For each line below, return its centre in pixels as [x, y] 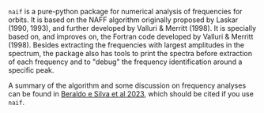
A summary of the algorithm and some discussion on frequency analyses [127, 85]
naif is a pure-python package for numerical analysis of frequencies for [125, 11]
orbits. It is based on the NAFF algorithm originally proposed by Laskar [123, 20]
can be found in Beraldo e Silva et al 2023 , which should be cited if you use [131, 94]
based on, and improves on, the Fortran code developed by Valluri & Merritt [131, 36]
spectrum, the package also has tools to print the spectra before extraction [130, 53]
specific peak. [31, 70]
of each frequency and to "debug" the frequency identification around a [125, 62]
